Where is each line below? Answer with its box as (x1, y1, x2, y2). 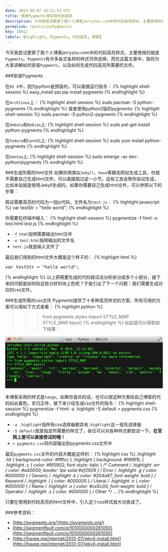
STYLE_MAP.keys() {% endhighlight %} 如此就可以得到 (42, 320, 156, 325)
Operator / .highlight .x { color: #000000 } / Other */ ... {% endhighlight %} (5, 488, 159, 494)
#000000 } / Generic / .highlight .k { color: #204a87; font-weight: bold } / (5, 472, 156, 478)
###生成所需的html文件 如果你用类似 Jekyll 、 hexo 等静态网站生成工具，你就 (5, 169, 160, 175)
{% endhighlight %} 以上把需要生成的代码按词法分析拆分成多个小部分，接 (5, 274, 156, 280)
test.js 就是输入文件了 (12, 244, 59, 249)
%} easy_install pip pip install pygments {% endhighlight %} (22, 89, 145, 95)
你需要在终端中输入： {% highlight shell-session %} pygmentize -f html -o (5, 215, 157, 221)
